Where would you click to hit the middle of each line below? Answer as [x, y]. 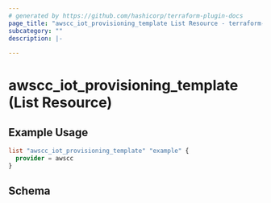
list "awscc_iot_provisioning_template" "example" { [99, 151]
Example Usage [48, 133]
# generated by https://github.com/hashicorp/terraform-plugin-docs [126, 16]
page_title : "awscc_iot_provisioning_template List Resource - [117, 23]
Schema [29, 191]
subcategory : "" [35, 31]
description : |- [35, 38]
